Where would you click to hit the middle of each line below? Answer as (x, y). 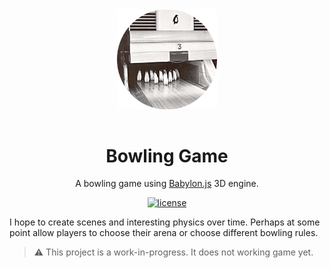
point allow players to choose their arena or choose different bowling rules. (164, 233)
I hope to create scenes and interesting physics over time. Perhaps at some (165, 222)
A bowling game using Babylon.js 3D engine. (167, 184)
